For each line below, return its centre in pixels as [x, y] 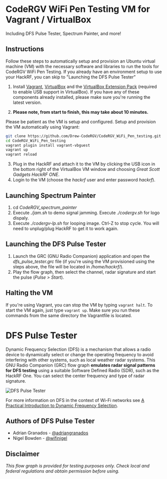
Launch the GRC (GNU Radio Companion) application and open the [81, 256]
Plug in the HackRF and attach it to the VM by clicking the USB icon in [84, 164]
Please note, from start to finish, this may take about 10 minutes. [81, 112]
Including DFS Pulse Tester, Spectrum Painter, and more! [63, 33]
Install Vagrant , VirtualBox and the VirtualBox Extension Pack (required [85, 86]
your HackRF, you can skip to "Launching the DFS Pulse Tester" [71, 77]
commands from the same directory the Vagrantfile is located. [69, 315]
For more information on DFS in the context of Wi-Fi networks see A [75, 400]
